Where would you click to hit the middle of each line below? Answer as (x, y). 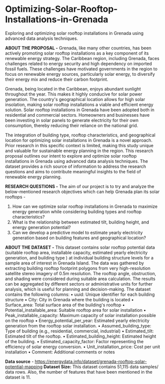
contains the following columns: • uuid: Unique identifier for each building (80, 294)
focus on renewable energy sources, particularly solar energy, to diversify (80, 74)
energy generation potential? (41, 227)
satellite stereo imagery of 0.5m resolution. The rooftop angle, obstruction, (81, 273)
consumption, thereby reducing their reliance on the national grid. (72, 125)
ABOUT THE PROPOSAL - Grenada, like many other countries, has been (78, 48)
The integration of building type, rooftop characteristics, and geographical (80, 135)
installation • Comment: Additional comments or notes (60, 352)
